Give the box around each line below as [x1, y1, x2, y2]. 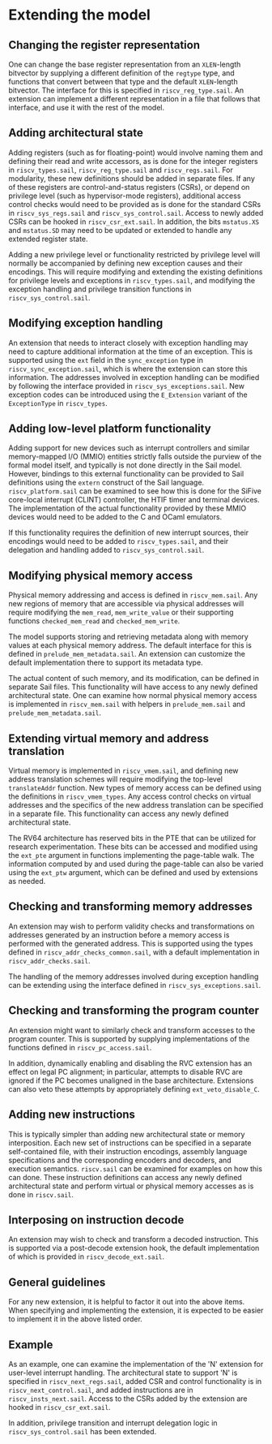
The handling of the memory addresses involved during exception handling [8, 972, 259, 981]
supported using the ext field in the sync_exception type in [8, 355, 204, 364]
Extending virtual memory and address [8, 731, 209, 745]
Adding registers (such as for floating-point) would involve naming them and [8, 148, 263, 157]
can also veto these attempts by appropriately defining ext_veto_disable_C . [8, 1084, 261, 1093]
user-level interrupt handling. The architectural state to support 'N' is [8, 1368, 238, 1377]
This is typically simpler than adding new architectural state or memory [8, 1129, 245, 1139]
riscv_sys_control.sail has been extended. [8, 1426, 156, 1436]
